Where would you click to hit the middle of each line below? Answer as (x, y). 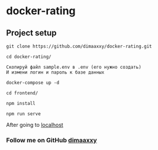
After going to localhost (35, 125)
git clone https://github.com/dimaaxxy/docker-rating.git (79, 46)
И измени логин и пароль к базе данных (55, 72)
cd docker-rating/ (29, 57)
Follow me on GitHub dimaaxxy (52, 140)
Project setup (32, 33)
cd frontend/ (22, 93)
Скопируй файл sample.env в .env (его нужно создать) (74, 67)
